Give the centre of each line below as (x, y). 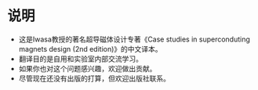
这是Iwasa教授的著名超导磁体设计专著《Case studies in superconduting (134, 39)
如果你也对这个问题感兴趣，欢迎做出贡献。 (87, 68)
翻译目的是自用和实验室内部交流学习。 (80, 59)
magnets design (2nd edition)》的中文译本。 (90, 49)
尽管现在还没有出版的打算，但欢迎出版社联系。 (94, 78)
